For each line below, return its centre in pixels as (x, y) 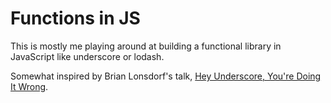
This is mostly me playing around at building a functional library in (146, 46)
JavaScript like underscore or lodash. (87, 56)
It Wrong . (29, 86)
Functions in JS (75, 18)
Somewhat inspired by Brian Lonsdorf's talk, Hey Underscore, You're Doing (166, 76)
